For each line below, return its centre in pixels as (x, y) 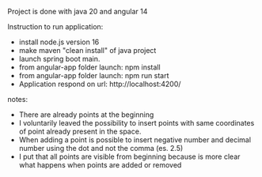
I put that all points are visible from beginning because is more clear (129, 156)
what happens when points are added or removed (100, 165)
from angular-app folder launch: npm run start (94, 75)
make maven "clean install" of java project (87, 50)
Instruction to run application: (55, 26)
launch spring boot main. (59, 59)
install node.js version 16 (59, 42)
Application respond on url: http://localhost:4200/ (100, 84)
